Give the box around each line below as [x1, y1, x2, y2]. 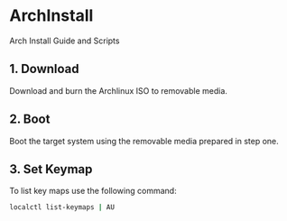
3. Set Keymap [9, 161, 93, 177]
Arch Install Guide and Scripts [9, 35, 120, 46]
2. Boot [9, 112, 51, 127]
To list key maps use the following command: [9, 186, 178, 197]
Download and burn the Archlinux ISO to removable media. [9, 85, 228, 96]
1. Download [9, 61, 79, 77]
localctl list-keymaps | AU [9, 203, 116, 212]
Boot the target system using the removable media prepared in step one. [9, 135, 280, 146]
